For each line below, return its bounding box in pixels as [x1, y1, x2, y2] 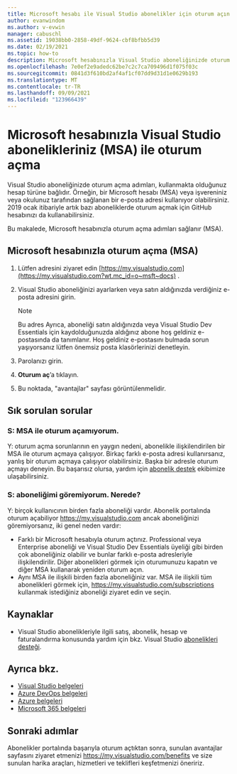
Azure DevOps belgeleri [17, 689, 88, 698]
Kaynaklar [7, 609, 54, 621]
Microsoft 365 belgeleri [17, 704, 87, 713]
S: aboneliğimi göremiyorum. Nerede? [7, 490, 141, 500]
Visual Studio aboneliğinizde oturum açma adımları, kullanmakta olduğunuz [7, 180, 227, 189]
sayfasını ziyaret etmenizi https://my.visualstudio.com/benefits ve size [7, 751, 213, 760]
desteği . [17, 642, 42, 650]
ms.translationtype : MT [7, 76, 78, 84]
